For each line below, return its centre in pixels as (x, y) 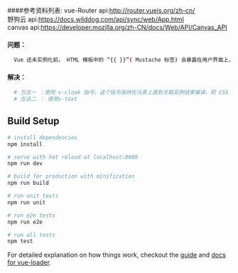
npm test (20, 241)
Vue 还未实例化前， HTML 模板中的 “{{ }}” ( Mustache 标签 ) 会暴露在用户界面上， (124, 60)
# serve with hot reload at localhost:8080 (73, 157)
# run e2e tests (31, 215)
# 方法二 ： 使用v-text (46, 99)
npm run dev (25, 164)
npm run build (28, 183)
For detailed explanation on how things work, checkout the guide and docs (117, 255)
